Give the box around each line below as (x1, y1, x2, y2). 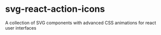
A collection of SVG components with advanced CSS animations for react (5, 20, 156, 26)
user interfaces (5, 25, 36, 31)
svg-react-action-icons (5, 3, 105, 15)
